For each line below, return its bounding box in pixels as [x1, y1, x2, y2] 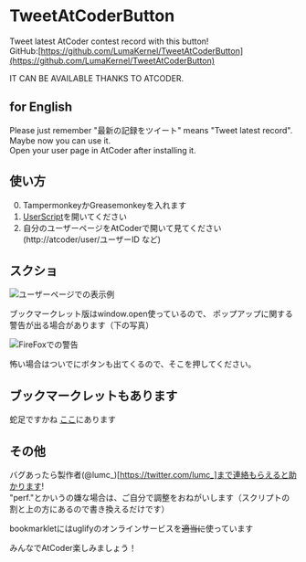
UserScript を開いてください [22, 211, 128, 222]
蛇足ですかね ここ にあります [9, 414, 116, 425]
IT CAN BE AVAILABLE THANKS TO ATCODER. [9, 72, 185, 83]
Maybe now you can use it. [9, 134, 111, 146]
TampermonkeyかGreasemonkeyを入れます [22, 199, 187, 210]
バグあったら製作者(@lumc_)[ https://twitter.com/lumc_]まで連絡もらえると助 [9, 470, 297, 480]
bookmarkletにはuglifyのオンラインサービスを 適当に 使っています [9, 523, 254, 534]
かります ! [9, 481, 45, 492]
